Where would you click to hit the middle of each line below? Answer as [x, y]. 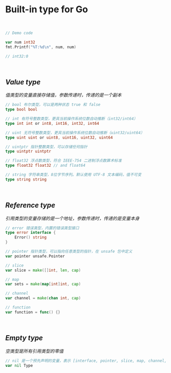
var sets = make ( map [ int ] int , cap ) [43, 284]
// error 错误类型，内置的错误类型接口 [42, 228]
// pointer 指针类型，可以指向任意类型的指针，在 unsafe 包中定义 [69, 252]
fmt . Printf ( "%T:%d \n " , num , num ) [41, 47]
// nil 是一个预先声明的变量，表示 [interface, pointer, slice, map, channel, [86, 361]
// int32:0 [17, 56]
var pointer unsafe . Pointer [35, 256]
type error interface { [31, 233]
